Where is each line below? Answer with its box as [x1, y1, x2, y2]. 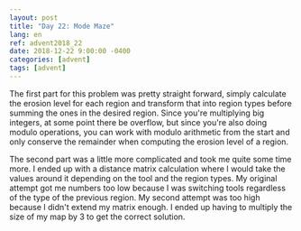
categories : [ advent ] [9, 55, 91, 64]
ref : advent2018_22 [9, 38, 83, 48]
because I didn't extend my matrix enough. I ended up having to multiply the [9, 201, 293, 212]
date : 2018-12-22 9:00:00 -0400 [9, 47, 131, 56]
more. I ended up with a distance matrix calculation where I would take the [9, 163, 286, 174]
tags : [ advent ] [9, 64, 67, 73]
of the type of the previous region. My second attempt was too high [9, 191, 260, 203]
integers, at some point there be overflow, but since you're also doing [9, 116, 268, 127]
